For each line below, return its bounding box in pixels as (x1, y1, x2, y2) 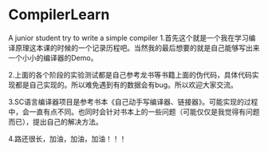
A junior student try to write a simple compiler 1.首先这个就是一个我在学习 (8, 33, 249, 42)
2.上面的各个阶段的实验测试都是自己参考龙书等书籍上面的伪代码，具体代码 (8, 70, 253, 79)
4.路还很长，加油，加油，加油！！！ (8, 133, 127, 143)
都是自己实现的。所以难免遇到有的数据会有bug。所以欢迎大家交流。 (14, 80, 238, 89)
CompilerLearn (8, 6, 110, 24)
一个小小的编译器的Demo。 (8, 53, 98, 62)
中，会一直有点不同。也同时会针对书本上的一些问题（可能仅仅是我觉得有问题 (8, 106, 260, 117)
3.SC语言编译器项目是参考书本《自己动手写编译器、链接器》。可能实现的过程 (8, 97, 258, 106)
